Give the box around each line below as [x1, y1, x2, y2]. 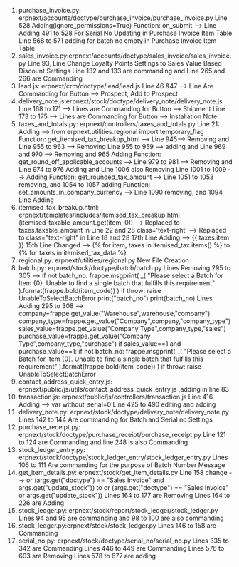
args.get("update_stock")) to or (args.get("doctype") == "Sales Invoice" [18, 484, 229, 491]
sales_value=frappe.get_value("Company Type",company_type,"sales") [18, 325, 226, 332]
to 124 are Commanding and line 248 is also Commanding [18, 438, 188, 446]
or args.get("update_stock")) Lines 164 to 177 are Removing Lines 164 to [18, 491, 230, 499]
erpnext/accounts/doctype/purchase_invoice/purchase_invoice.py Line [18, 14, 228, 22]
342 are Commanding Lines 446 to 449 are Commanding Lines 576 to [18, 544, 225, 552]
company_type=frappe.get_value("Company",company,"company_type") [18, 317, 231, 325]
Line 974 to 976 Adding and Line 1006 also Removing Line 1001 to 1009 [18, 165, 227, 173]
